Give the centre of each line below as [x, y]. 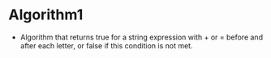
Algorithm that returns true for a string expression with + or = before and [142, 37]
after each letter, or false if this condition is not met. [106, 45]
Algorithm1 [46, 15]
